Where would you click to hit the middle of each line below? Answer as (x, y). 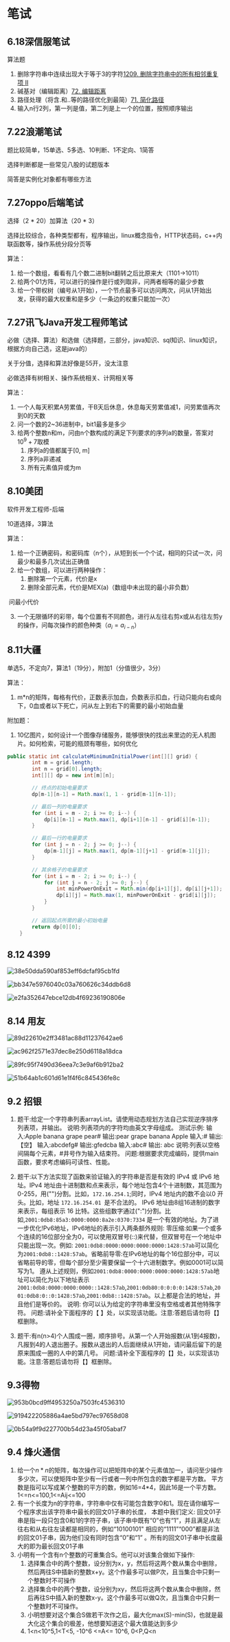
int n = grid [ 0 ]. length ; (67, 769)
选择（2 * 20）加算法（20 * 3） (53, 220)
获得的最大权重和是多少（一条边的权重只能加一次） (101, 299)
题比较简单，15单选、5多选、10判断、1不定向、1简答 (81, 150)
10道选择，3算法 (30, 523)
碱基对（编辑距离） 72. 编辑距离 (61, 91)
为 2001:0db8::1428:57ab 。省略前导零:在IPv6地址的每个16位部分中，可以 (118, 1253)
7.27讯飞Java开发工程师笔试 (67, 322)
